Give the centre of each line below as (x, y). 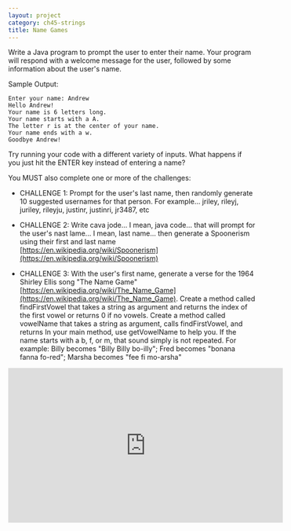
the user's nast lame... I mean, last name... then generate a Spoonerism (135, 233)
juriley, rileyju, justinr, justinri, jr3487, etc (84, 210)
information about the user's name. (65, 69)
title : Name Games (38, 30)
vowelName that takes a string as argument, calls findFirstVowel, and (131, 324)
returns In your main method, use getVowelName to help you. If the (128, 332)
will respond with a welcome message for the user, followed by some (120, 60)
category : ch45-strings (47, 23)
